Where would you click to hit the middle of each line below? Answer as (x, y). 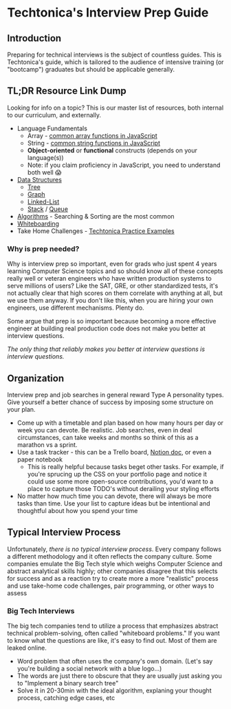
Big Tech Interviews (41, 610)
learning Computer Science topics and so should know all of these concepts (115, 271)
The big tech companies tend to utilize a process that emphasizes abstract (113, 626)
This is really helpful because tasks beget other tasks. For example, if (125, 466)
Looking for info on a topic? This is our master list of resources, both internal (115, 108)
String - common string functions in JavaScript (93, 143)
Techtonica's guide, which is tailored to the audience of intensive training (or (115, 62)
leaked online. (27, 648)
